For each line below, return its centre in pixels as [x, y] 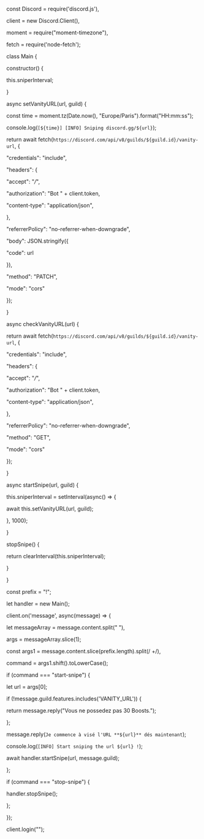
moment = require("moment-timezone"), [57, 32]
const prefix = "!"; [29, 592]
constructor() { [25, 68]
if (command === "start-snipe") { [48, 675]
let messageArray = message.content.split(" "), [66, 627]
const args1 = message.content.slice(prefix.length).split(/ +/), [84, 651]
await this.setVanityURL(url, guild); [50, 509]
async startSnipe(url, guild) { [43, 485]
